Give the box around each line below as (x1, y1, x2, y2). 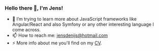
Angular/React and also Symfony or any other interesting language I (12, 21, 154, 27)
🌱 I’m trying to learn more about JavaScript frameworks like (12, 16, 137, 22)
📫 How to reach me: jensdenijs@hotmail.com (12, 32, 108, 38)
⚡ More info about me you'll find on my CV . (12, 40, 102, 46)
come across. (12, 27, 41, 33)
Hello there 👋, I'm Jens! (5, 5, 63, 12)
